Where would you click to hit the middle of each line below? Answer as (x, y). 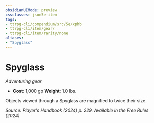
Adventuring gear (23, 81)
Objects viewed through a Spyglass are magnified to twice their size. (76, 100)
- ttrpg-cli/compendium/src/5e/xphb (43, 24)
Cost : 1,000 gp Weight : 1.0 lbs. (44, 91)
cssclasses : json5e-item (31, 15)
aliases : (14, 38)
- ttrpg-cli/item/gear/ (30, 29)
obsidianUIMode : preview (31, 10)
